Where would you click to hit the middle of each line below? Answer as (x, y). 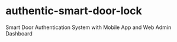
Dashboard (19, 33)
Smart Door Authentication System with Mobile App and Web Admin (89, 27)
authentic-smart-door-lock (74, 11)
